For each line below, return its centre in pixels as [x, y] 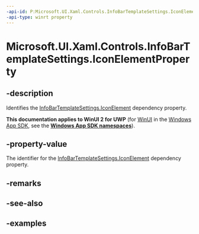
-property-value [37, 144]
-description [30, 93]
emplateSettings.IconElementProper [98, 59]
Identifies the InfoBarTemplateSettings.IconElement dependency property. [97, 108]
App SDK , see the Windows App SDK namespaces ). [70, 126]
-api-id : [17, 12]
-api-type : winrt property [39, 17]
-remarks [24, 183]
